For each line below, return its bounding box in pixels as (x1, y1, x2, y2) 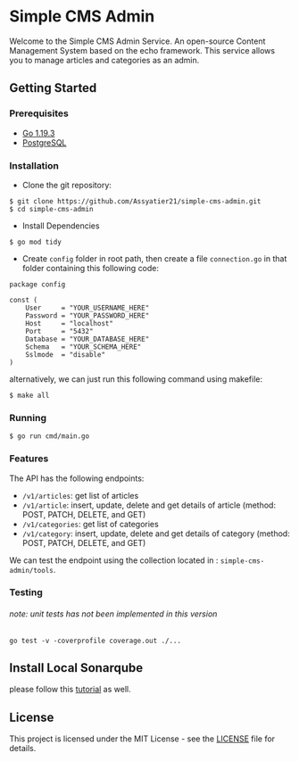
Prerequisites (9, 107, 69, 120)
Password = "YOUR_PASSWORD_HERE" (25, 310, 150, 320)
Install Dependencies (21, 220, 100, 231)
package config (9, 279, 66, 289)
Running (9, 411, 47, 424)
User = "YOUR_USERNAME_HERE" (25, 303, 150, 312)
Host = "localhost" (25, 318, 114, 327)
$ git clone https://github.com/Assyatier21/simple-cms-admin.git (9, 196, 262, 206)
